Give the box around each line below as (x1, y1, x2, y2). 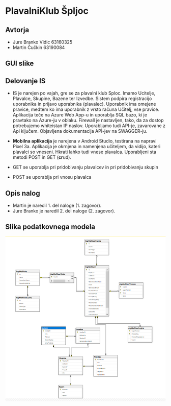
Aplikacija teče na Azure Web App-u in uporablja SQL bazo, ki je (12, 112, 148, 118)
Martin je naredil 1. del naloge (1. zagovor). (12, 202, 102, 209)
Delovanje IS (5, 77, 46, 85)
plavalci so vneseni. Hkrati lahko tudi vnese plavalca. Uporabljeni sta (12, 149, 157, 155)
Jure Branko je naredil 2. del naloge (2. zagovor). (12, 208, 116, 214)
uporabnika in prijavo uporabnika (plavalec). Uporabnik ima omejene (12, 101, 156, 107)
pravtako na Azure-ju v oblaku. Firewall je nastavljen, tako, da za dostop (12, 117, 164, 124)
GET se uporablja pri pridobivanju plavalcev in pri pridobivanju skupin (12, 164, 159, 171)
